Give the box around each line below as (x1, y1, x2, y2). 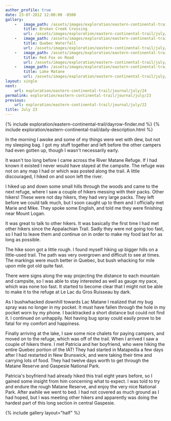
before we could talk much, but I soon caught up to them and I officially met (5, 200, 164, 206)
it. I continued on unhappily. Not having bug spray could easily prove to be (5, 315, 161, 321)
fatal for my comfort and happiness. (5, 320, 80, 327)
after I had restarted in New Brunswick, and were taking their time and (5, 352, 152, 358)
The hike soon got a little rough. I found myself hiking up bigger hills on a (5, 246, 158, 253)
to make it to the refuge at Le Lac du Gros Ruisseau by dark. (5, 289, 131, 295)
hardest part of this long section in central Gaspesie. (5, 400, 116, 406)
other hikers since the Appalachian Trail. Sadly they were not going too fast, (5, 226, 164, 232)
